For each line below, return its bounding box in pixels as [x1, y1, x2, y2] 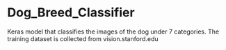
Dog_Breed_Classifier [7, 5, 135, 21]
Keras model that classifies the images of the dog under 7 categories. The [7, 27, 220, 36]
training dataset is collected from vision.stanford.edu [7, 34, 159, 42]
